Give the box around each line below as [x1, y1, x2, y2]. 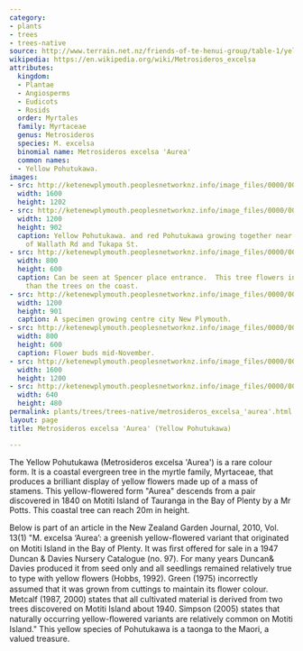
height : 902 [17, 223, 63, 232]
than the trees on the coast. [25, 281, 140, 290]
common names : [17, 155, 70, 165]
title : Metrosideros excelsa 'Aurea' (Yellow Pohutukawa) [9, 424, 232, 433]
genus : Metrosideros [17, 131, 95, 140]
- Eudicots [17, 96, 59, 106]
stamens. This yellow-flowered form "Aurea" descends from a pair [9, 485, 256, 496]
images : [9, 172, 39, 181]
